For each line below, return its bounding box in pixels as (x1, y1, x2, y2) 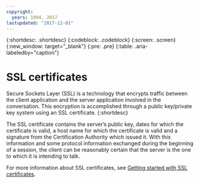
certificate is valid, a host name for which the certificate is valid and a (6, 127, 178, 134)
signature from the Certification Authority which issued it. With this (6, 133, 171, 141)
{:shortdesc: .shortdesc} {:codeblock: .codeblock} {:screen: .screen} (6, 37, 176, 44)
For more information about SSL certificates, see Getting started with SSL (6, 164, 188, 172)
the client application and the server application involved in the (6, 97, 161, 104)
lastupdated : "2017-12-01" (6, 20, 74, 26)
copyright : (6, 8, 34, 15)
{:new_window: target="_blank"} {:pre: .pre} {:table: (6, 43, 134, 50)
